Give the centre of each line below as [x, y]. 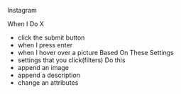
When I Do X [26, 24]
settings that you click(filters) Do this [71, 60]
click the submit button [51, 37]
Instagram [22, 10]
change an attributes [48, 83]
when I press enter [45, 45]
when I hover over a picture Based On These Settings [95, 53]
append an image [43, 67]
